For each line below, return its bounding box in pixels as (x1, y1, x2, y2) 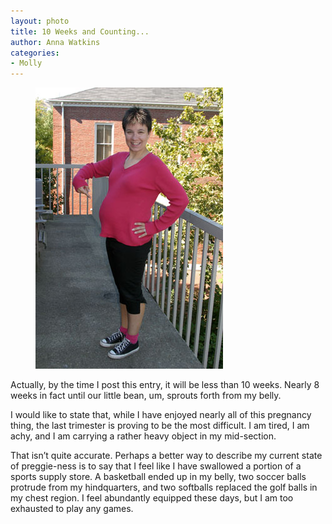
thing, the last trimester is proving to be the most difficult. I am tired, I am (10, 420, 310, 432)
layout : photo (10, 16, 70, 26)
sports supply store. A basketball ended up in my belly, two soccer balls (10, 471, 307, 483)
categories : (10, 48, 60, 58)
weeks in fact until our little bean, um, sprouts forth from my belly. (10, 390, 282, 402)
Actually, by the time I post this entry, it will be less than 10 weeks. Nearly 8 (10, 379, 320, 391)
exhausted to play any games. (10, 503, 134, 515)
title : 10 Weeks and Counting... (10, 26, 150, 37)
